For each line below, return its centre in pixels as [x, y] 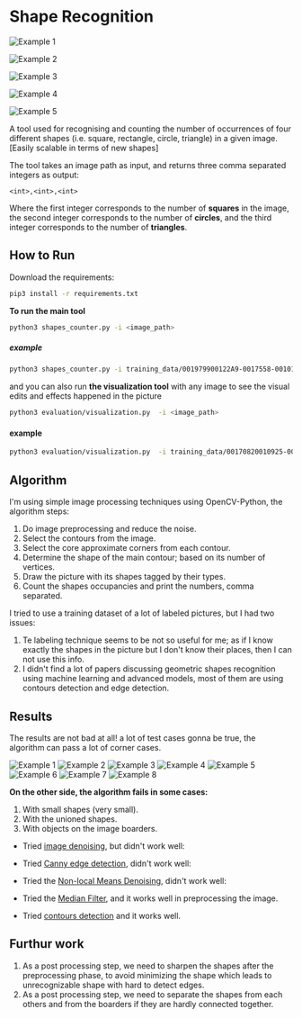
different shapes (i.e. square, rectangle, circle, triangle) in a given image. [144, 138]
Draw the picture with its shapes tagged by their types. [124, 577]
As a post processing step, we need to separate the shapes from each [152, 994]
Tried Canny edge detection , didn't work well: [107, 863]
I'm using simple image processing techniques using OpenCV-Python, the [146, 502]
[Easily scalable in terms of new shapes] [84, 148]
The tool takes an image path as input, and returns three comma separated [148, 165]
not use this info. [53, 660]
